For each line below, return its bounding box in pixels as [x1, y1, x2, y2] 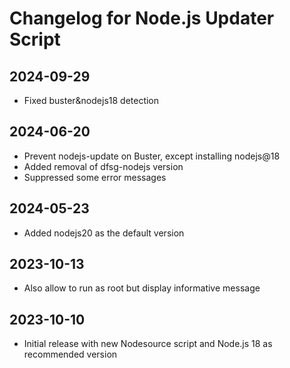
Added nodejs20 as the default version [23, 227, 185, 239]
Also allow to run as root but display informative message [23, 282, 261, 294]
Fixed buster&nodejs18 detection [23, 95, 160, 106]
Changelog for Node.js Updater [9, 7, 275, 30]
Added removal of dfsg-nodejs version [23, 160, 184, 172]
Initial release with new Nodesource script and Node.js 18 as [23, 338, 273, 350]
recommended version [23, 348, 118, 361]
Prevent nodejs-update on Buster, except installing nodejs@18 [23, 150, 281, 162]
